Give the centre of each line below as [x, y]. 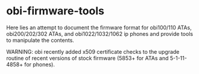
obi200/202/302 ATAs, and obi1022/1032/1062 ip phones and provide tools [100, 33]
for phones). [39, 64]
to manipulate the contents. [40, 40]
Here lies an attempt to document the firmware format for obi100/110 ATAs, [99, 27]
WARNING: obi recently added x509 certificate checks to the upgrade [93, 51]
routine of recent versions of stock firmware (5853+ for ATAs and [87, 58]
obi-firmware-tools [55, 11]
